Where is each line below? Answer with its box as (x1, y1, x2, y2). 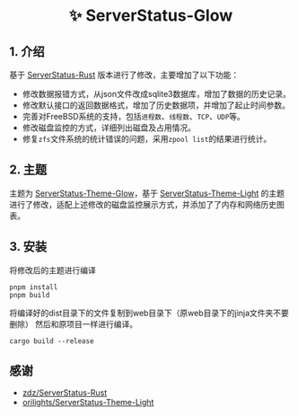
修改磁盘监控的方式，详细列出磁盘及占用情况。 (22, 122, 196, 133)
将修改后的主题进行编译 (9, 264, 96, 275)
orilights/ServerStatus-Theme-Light (22, 397, 154, 408)
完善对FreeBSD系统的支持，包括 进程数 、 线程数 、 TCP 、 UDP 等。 (22, 111, 245, 121)
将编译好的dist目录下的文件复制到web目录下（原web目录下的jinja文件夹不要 (9, 307, 290, 318)
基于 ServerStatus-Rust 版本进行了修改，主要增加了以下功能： (9, 69, 240, 80)
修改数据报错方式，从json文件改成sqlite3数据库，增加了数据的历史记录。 (22, 89, 292, 99)
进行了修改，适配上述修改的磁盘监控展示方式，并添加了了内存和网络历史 (9, 199, 276, 209)
